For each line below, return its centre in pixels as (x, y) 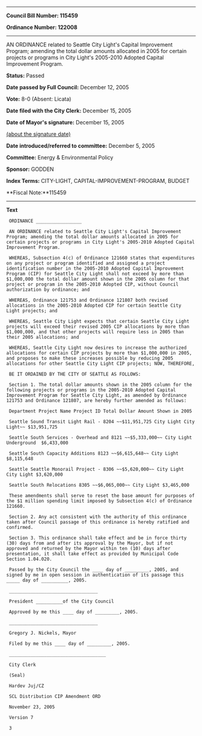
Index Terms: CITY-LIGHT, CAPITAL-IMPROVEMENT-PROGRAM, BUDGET (98, 181)
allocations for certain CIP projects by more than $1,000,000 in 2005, (99, 353)
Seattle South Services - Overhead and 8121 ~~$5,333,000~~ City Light (100, 438)
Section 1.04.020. (29, 559)
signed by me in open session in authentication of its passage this (95, 575)
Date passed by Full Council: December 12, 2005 (68, 87)
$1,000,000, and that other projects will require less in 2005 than (95, 332)
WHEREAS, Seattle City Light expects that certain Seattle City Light (99, 321)
